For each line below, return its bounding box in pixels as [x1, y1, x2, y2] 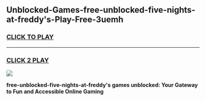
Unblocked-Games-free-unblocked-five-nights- [6, 5, 196, 15]
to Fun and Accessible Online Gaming [6, 88, 104, 95]
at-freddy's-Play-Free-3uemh [6, 15, 124, 25]
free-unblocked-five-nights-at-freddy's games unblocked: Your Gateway [6, 81, 198, 88]
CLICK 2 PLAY [6, 56, 49, 64]
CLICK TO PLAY [6, 33, 54, 42]
